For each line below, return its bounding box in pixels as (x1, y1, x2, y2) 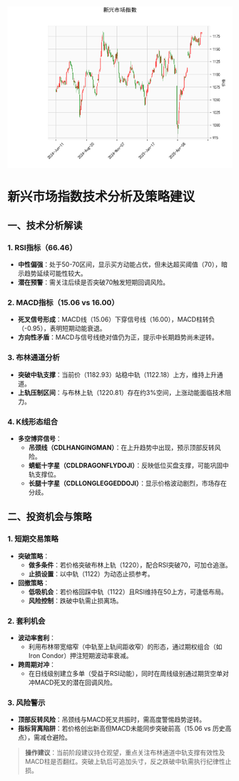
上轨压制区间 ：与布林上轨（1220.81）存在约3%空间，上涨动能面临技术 (17, 388, 225, 397)
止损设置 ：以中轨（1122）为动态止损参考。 (28, 569, 155, 578)
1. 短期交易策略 (7, 534, 59, 544)
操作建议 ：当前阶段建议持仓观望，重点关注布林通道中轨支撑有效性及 (24, 748, 225, 757)
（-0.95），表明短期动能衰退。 (17, 324, 106, 333)
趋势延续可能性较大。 (24, 269, 87, 278)
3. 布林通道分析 (7, 353, 61, 363)
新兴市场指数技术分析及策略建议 (7, 189, 195, 205)
